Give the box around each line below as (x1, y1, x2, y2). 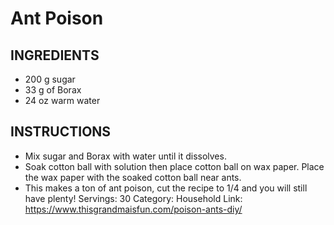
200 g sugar (24, 73, 76, 85)
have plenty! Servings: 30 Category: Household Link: (24, 192, 243, 204)
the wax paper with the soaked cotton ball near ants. (24, 171, 242, 183)
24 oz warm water (24, 95, 101, 106)
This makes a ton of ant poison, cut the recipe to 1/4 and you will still (24, 182, 308, 194)
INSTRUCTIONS (10, 123, 112, 141)
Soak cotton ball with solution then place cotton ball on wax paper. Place (24, 160, 325, 172)
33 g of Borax (24, 84, 82, 96)
